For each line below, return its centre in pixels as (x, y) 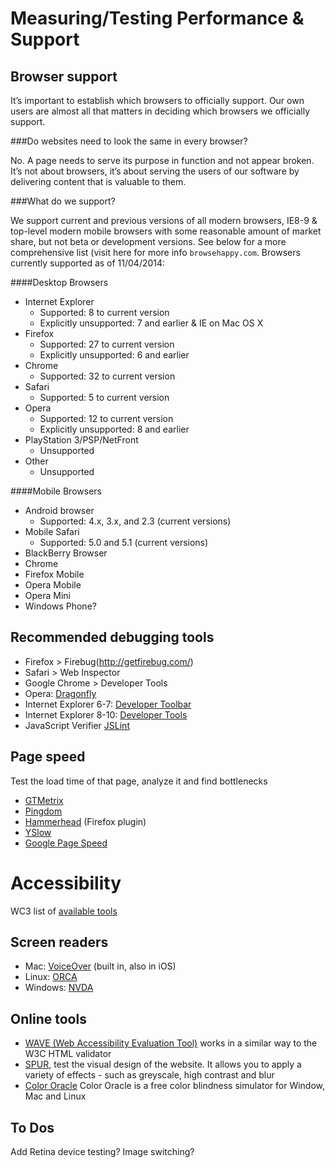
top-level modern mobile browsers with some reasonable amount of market (166, 231)
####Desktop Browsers (59, 282)
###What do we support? (63, 201)
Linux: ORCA (51, 977)
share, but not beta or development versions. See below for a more (148, 241)
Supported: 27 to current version (107, 344)
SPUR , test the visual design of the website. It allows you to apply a (163, 1064)
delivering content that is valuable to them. (98, 181)
